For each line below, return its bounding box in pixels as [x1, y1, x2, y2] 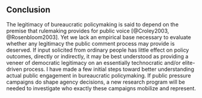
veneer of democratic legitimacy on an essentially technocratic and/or [6, 59, 181, 66]
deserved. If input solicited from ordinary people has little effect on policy [6, 46, 189, 54]
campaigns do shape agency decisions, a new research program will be [6, 78, 186, 85]
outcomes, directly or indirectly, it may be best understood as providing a [6, 52, 189, 60]
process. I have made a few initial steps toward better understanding [23, 66, 195, 73]
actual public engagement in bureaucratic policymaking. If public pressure [6, 72, 192, 79]
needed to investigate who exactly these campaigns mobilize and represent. [6, 84, 197, 92]
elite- [182, 59, 195, 66]
